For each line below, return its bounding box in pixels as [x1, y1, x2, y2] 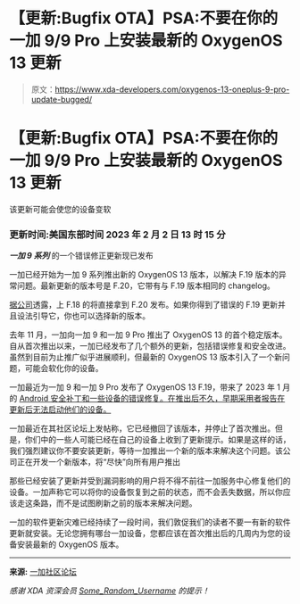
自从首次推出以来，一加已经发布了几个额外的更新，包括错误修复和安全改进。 [9, 341, 291, 352]
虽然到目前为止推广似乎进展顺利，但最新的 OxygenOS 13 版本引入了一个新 [9, 352, 283, 362]
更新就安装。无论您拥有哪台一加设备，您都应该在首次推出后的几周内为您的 [9, 528, 283, 539]
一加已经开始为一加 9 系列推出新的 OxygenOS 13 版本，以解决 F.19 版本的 [9, 269, 279, 280]
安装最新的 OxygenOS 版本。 [16, 539, 124, 550]
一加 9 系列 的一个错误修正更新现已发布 [9, 251, 154, 261]
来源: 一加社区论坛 [9, 567, 78, 577]
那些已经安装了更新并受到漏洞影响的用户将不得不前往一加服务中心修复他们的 [9, 476, 291, 486]
